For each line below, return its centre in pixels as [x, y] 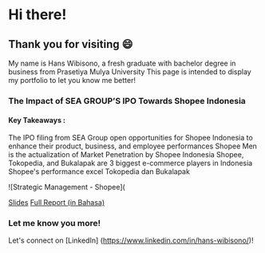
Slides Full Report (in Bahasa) [57, 203]
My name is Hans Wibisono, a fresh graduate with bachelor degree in [122, 63]
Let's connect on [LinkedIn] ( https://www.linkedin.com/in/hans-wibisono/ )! [131, 240]
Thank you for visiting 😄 [71, 44]
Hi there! [38, 15]
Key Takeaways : [37, 120]
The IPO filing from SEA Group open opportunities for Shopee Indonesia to [131, 138]
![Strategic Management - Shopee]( [67, 187]
